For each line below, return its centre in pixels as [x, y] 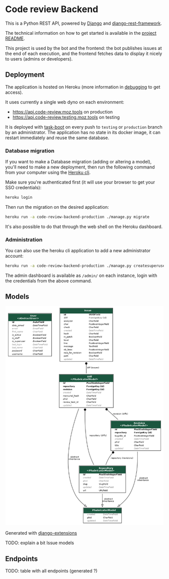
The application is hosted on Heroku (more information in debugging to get [83, 87]
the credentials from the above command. [49, 280]
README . [15, 38]
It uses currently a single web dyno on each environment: [65, 102]
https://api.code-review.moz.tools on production [63, 111]
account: [14, 256]
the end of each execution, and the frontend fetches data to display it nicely [84, 53]
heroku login [19, 198]
